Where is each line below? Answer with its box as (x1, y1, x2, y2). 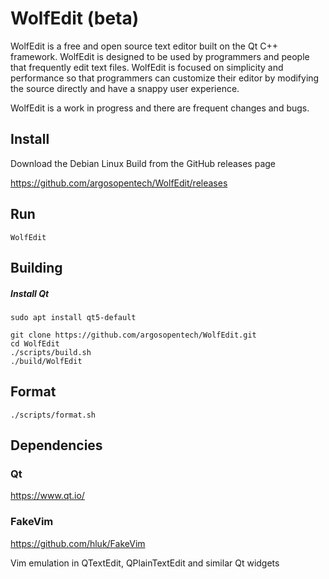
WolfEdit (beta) (10, 7, 140, 30)
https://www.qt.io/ (10, 490, 85, 502)
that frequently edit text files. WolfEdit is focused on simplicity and (10, 61, 284, 73)
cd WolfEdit (10, 338, 60, 349)
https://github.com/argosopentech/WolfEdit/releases (10, 177, 228, 189)
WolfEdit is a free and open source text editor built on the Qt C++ (10, 40, 278, 52)
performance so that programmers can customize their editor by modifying (10, 72, 320, 84)
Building (10, 259, 63, 276)
